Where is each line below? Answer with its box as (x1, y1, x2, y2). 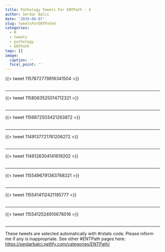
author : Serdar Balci (5, 12, 50, 17)
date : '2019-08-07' (5, 16, 45, 21)
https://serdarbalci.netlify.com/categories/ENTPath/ (5, 241, 110, 247)
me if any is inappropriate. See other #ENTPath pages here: (5, 236, 126, 242)
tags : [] (5, 48, 23, 53)
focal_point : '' (9, 62, 43, 67)
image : (5, 53, 19, 58)
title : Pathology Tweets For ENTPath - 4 (5, 7, 91, 12)
